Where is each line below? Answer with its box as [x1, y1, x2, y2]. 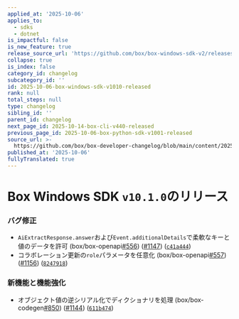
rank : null [7, 90, 40, 97]
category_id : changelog [7, 70, 78, 77]
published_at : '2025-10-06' [7, 149, 91, 156]
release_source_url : [7, 50, 69, 58]
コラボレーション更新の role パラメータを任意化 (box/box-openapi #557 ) [17, 251, 227, 259]
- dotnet [14, 30, 40, 38]
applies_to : [7, 17, 43, 24]
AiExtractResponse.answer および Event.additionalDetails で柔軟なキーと [17, 233, 230, 242]
